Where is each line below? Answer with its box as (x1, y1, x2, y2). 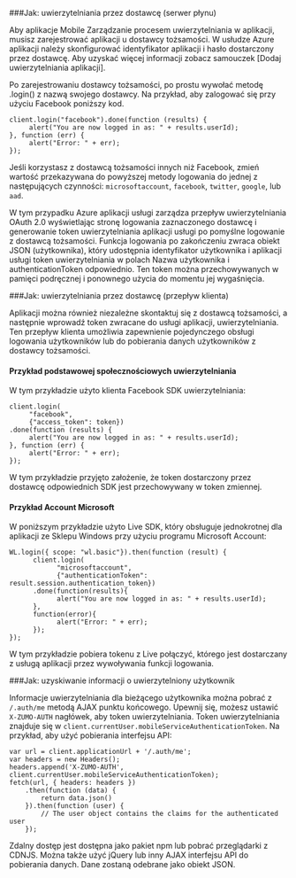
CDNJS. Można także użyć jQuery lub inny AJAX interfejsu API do (9, 850, 249, 860)
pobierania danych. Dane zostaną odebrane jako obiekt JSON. (9, 859, 236, 870)
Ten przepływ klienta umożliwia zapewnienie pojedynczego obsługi (9, 327, 254, 337)
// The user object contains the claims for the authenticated (41, 810, 278, 819)
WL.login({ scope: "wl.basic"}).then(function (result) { (9, 548, 227, 557)
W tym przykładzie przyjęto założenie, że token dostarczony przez (9, 472, 252, 483)
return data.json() (41, 794, 113, 803)
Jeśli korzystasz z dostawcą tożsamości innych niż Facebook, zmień (9, 162, 260, 172)
